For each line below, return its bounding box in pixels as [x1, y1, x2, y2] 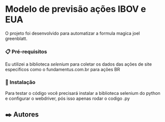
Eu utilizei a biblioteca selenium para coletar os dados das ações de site [5, 61, 152, 67]
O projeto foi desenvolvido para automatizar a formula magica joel [5, 30, 140, 36]
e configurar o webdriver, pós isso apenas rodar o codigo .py [5, 95, 130, 101]
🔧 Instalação [5, 79, 36, 86]
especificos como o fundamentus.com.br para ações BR [5, 67, 120, 73]
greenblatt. [5, 36, 28, 41]
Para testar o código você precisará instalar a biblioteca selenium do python [5, 90, 161, 96]
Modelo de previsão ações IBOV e [5, 3, 146, 15]
